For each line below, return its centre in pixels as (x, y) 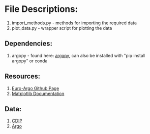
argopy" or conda (30, 61)
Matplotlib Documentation (38, 93)
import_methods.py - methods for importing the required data (74, 23)
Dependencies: (29, 44)
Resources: (22, 76)
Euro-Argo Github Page (35, 88)
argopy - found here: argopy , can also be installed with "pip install (78, 55)
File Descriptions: (41, 9)
